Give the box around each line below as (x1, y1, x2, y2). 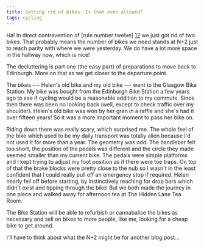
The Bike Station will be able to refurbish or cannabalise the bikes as (6, 208, 178, 216)
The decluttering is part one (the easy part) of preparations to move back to (6, 62, 197, 70)
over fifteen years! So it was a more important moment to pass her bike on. (6, 114, 194, 121)
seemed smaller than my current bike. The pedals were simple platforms (6, 151, 188, 159)
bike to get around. (6, 221, 54, 229)
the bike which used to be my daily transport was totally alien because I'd (6, 132, 191, 139)
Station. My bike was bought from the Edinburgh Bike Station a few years (6, 87, 190, 95)
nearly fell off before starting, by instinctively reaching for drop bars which (6, 177, 193, 185)
